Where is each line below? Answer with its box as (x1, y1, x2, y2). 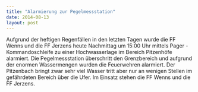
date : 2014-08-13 (6, 14, 49, 20)
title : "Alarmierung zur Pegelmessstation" (6, 8, 116, 15)
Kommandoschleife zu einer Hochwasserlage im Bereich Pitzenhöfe (6, 49, 172, 56)
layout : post (6, 20, 39, 26)
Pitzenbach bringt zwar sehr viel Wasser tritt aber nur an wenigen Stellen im (6, 68, 193, 75)
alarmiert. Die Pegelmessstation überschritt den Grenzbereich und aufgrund (6, 55, 192, 62)
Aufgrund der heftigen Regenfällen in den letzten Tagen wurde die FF (6, 36, 176, 43)
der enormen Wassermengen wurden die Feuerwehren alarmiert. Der (6, 61, 175, 68)
